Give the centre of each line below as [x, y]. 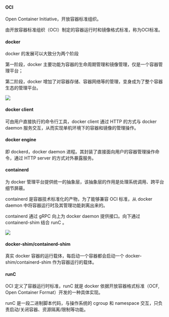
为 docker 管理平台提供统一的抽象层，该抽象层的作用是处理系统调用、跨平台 [85, 182]
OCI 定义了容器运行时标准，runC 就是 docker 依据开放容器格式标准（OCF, [82, 286]
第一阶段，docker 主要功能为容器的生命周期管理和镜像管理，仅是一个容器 [82, 65]
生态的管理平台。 [23, 88]
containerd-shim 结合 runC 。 [36, 223]
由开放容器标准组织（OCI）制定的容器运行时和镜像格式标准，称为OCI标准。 [84, 30]
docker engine [21, 140]
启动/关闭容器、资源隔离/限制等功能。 [49, 309]
